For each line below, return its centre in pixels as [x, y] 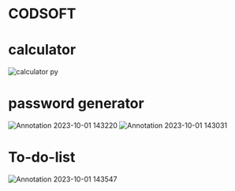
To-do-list [42, 157]
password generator [76, 104]
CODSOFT [42, 14]
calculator [42, 50]
